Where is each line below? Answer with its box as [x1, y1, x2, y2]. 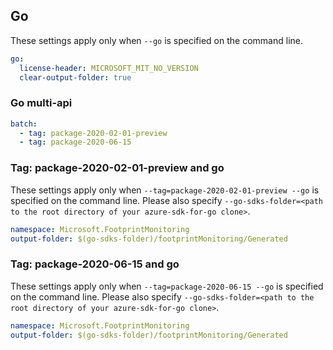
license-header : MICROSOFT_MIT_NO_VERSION [19, 63, 199, 73]
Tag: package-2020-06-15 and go [10, 257, 180, 271]
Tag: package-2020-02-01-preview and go [10, 161, 225, 175]
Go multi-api [10, 96, 73, 110]
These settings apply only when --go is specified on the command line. [10, 34, 303, 46]
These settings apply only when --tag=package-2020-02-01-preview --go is [10, 184, 320, 196]
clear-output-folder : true [19, 72, 132, 83]
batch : [10, 119, 38, 129]
